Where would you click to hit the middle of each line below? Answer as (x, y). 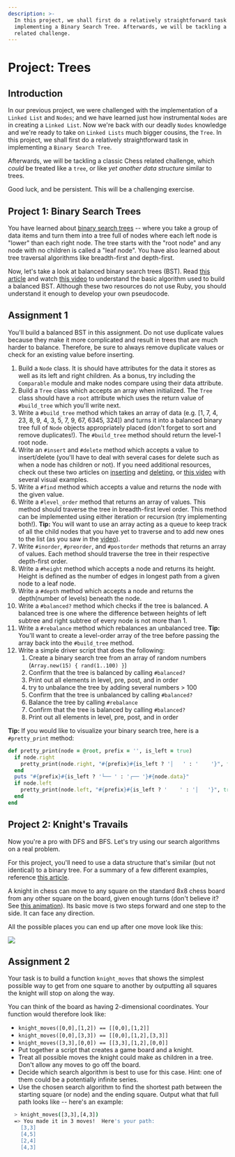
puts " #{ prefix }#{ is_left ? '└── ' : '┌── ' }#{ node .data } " (102, 777)
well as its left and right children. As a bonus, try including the (107, 375)
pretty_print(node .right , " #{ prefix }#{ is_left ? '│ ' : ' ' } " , (122, 764)
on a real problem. (34, 849)
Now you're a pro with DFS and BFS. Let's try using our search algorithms (114, 841)
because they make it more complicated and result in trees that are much (113, 340)
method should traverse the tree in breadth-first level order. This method (122, 509)
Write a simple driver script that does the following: (91, 650)
